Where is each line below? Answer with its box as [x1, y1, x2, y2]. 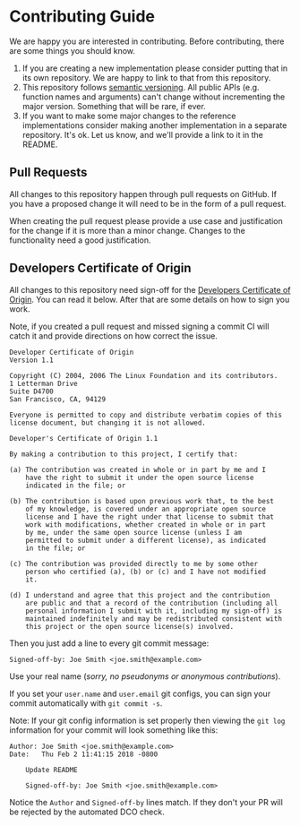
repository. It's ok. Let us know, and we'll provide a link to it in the [21, 129, 264, 140]
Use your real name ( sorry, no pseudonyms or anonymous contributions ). [9, 670, 281, 682]
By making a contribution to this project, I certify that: [9, 450, 239, 459]
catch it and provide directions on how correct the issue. [9, 330, 218, 341]
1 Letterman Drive [9, 379, 78, 388]
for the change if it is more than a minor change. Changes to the [9, 225, 246, 236]
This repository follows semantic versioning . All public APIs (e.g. [21, 82, 260, 92]
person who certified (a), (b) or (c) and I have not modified [25, 567, 267, 576]
